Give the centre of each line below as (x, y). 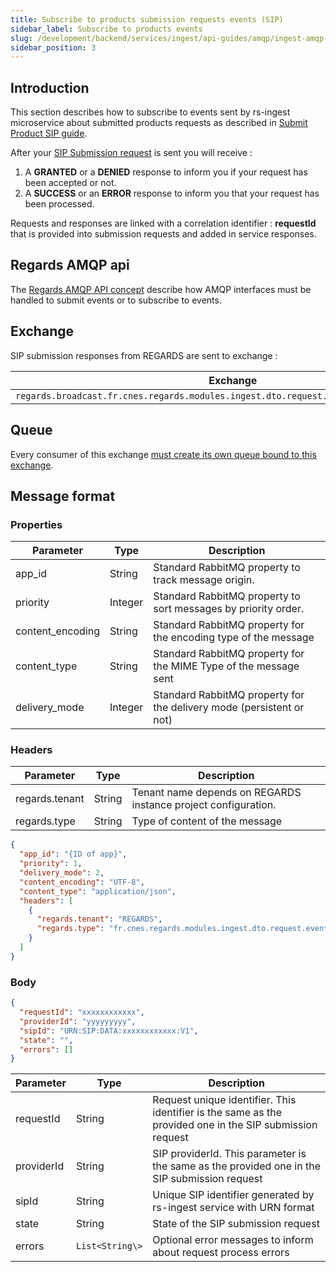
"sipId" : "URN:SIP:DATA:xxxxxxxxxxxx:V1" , (109, 1031)
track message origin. (204, 580)
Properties (36, 524)
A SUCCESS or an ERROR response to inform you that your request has (172, 193)
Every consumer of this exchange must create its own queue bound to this (163, 454)
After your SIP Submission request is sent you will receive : (131, 153)
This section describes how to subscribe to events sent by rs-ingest (150, 112)
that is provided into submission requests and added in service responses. (163, 234)
